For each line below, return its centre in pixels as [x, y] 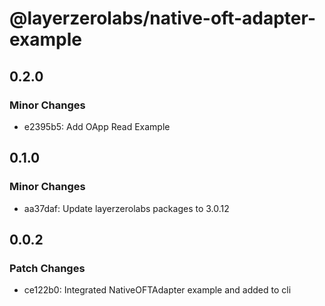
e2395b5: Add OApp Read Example [97, 126]
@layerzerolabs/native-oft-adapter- [162, 18]
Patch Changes [47, 268]
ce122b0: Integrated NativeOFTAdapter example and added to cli [157, 290]
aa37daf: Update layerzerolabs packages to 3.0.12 [126, 208]
